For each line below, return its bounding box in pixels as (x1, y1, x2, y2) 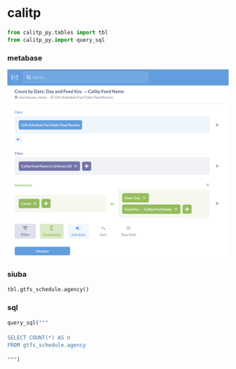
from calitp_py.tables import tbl (7, 29, 109, 36)
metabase (7, 53, 43, 62)
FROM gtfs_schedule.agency (7, 342, 86, 349)
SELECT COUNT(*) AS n (7, 334, 71, 341)
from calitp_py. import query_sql (7, 36, 105, 43)
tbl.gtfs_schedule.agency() (7, 286, 90, 293)
